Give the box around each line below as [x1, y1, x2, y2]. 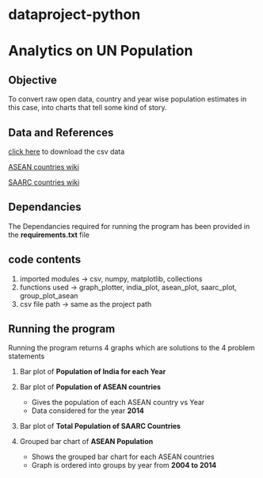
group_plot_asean [19, 291, 78, 300]
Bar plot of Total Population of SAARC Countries [19, 422, 181, 431]
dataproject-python [8, 6, 141, 24]
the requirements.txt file [8, 230, 90, 239]
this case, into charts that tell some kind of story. [8, 103, 168, 113]
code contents [8, 253, 82, 266]
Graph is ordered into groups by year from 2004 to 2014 [31, 461, 217, 470]
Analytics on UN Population [8, 42, 193, 60]
